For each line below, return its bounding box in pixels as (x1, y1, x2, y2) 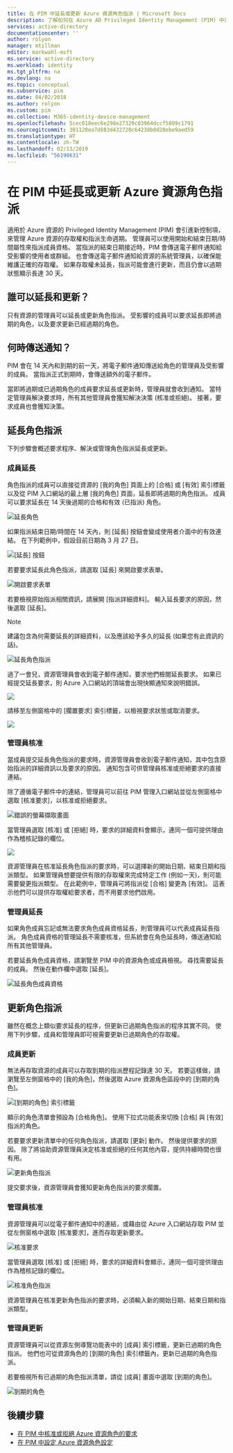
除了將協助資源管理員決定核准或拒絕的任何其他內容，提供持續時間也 (20, 1145, 216, 1153)
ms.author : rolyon (7, 101, 60, 108)
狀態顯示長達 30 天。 (7, 268, 67, 277)
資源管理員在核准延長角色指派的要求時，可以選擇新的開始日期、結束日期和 (7, 861, 220, 870)
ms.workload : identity (7, 62, 73, 69)
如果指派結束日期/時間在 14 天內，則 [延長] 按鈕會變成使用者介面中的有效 (7, 527, 216, 535)
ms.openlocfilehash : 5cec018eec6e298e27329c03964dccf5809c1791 (7, 119, 194, 127)
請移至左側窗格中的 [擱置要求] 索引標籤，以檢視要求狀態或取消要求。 (7, 706, 204, 714)
